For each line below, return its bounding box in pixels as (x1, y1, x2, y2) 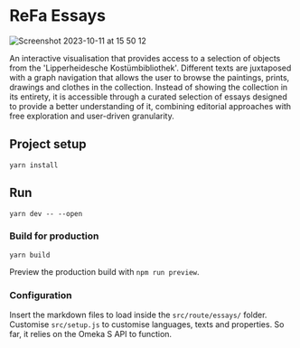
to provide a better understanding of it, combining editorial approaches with (9, 100, 292, 111)
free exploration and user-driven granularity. (9, 110, 174, 121)
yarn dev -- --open (9, 209, 83, 218)
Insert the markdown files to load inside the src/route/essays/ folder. (9, 309, 267, 321)
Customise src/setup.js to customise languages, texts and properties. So (9, 319, 285, 330)
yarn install (9, 160, 59, 170)
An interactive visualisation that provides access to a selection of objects (9, 52, 281, 63)
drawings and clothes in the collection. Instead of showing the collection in (9, 81, 288, 92)
